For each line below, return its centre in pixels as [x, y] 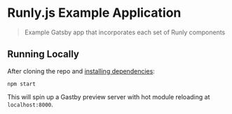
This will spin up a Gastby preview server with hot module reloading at [109, 97]
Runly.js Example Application [94, 13]
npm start [22, 84]
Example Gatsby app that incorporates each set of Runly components [125, 32]
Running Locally [43, 54]
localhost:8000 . [30, 104]
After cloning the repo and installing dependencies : [81, 71]
